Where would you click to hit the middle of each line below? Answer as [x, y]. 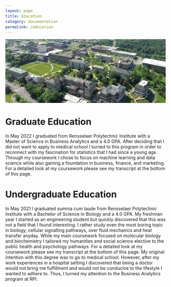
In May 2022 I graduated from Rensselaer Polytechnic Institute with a [78, 136]
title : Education [24, 16]
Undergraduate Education [61, 194]
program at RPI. [22, 279]
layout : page [19, 11]
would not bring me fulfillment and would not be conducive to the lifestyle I [84, 268]
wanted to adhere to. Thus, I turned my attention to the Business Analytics [83, 273]
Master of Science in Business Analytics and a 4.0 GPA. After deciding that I [85, 141]
